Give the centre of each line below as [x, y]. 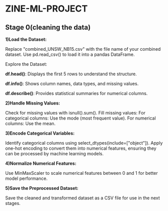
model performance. [26, 178]
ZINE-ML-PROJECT [47, 9]
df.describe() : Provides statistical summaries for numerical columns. [76, 93]
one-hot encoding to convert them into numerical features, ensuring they [81, 148]
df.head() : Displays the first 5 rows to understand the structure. [71, 74]
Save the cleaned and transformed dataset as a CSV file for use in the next [82, 198]
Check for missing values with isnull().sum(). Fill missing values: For [75, 113]
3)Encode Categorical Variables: [40, 133]
